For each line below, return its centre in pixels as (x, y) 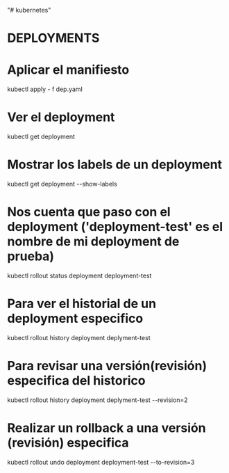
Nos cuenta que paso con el (89, 212)
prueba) (31, 256)
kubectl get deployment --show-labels (62, 184)
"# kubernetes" (29, 10)
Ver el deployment (61, 117)
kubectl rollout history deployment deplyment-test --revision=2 (98, 400)
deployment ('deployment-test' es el (115, 227)
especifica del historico (76, 381)
